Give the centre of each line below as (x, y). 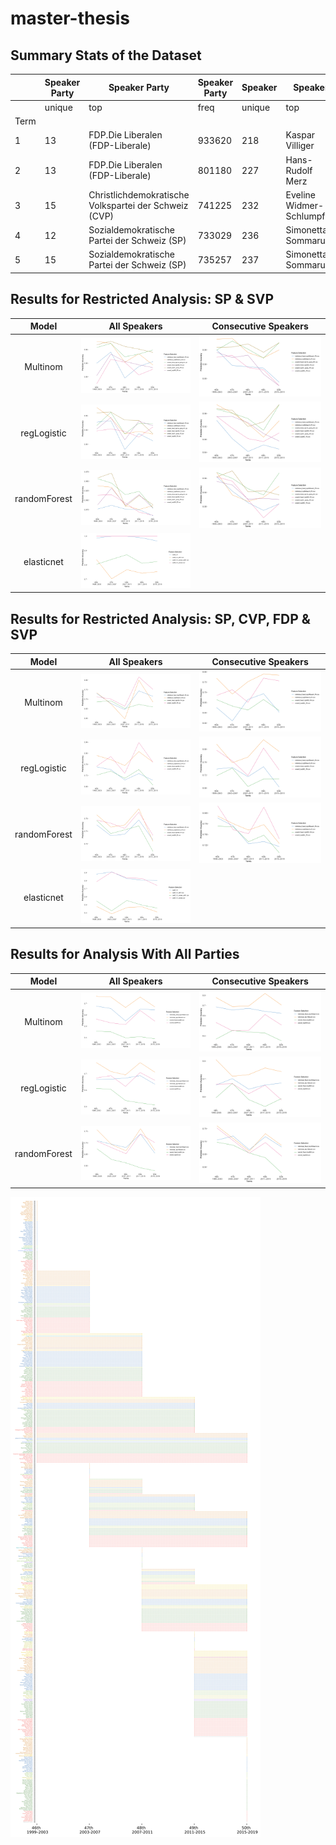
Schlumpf (305, 216)
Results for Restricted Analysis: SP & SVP (142, 299)
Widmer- (305, 205)
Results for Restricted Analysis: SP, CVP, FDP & (160, 618)
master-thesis (70, 18)
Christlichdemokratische (139, 194)
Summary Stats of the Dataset (106, 55)
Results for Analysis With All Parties (125, 954)
